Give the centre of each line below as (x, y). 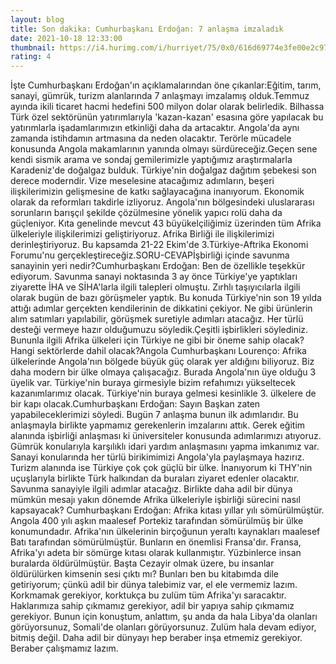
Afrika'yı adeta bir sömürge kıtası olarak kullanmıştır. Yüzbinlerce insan (156, 553)
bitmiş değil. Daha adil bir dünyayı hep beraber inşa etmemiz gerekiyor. (156, 638)
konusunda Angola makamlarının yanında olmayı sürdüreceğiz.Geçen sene (164, 149)
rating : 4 (31, 57)
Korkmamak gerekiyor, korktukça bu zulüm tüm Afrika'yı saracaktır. (148, 595)
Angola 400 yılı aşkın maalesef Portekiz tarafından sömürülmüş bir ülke (157, 521)
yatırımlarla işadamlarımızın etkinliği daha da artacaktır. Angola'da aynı (155, 128)
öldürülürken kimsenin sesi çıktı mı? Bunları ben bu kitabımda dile (144, 574)
